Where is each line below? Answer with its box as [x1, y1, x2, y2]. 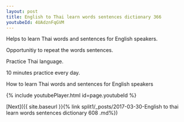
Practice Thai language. [6, 58, 63, 65]
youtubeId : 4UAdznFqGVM [6, 19, 65, 25]
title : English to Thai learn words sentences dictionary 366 [6, 14, 162, 20]
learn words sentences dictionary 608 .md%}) [6, 109, 118, 117]
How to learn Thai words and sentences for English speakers [6, 81, 154, 88]
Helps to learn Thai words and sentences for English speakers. [6, 36, 158, 43]
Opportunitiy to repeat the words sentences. [6, 47, 113, 54]
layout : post [6, 8, 38, 15]
